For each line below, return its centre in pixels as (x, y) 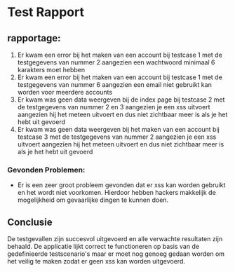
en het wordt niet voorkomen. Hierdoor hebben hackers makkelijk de (116, 193)
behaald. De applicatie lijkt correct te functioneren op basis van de (103, 247)
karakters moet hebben (51, 70)
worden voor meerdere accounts (65, 92)
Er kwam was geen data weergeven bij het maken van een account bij (118, 129)
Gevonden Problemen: (46, 170)
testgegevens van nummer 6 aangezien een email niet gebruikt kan (114, 84)
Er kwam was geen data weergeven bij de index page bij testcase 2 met (121, 100)
